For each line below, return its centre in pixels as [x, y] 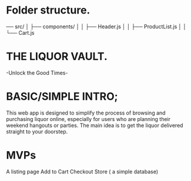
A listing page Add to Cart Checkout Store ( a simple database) [82, 172]
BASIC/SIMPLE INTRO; [62, 97]
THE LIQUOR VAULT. [57, 57]
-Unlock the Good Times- [37, 73]
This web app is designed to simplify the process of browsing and [86, 113]
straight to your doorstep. [37, 131]
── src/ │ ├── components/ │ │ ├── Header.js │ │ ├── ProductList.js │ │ [96, 26]
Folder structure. [48, 10]
